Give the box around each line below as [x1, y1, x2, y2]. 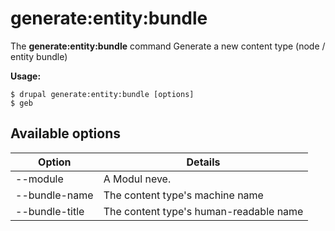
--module [15, 172, 64, 186]
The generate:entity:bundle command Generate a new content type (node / [10, 40, 326, 52]
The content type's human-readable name [103, 204, 304, 218]
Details [186, 155, 221, 169]
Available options [10, 125, 122, 142]
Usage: [10, 70, 42, 82]
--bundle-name [15, 188, 94, 202]
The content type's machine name [103, 188, 264, 202]
